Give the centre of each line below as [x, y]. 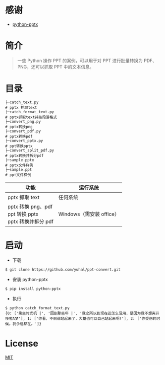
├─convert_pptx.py [24, 141]
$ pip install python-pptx [33, 289]
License [22, 343]
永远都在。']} [29, 324]
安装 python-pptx [30, 279]
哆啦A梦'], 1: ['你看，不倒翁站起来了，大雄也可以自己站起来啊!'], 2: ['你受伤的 [81, 318]
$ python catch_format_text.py [37, 308]
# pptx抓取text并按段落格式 [31, 117]
